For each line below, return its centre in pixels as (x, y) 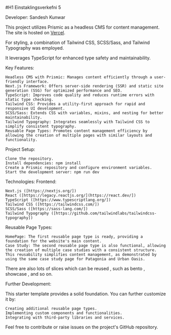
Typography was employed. (35, 48)
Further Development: (28, 284)
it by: (11, 299)
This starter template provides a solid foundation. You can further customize (86, 294)
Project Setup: (20, 149)
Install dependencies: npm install (43, 163)
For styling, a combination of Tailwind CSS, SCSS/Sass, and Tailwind (78, 42)
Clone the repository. (29, 159)
